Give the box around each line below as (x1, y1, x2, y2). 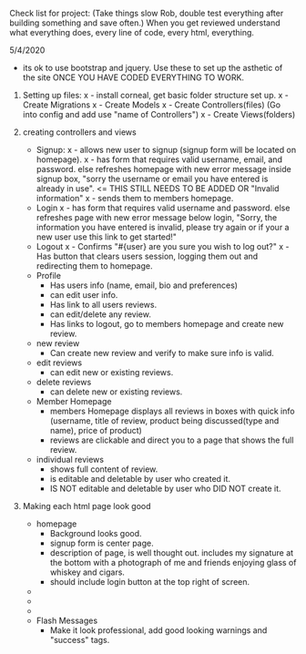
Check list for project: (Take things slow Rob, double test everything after (9, 8, 284, 18)
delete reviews (36, 377, 92, 387)
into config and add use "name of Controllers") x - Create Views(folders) (22, 109, 296, 119)
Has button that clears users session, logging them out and (36, 250, 259, 261)
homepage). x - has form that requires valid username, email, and (36, 154, 282, 165)
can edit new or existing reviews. (49, 367, 174, 377)
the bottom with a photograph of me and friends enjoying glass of (49, 557, 297, 567)
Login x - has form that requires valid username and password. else (36, 202, 291, 213)
